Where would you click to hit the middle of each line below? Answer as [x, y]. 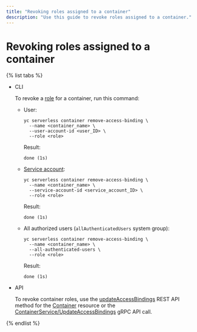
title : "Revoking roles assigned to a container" [69, 12]
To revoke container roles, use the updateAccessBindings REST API [97, 299]
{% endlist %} [23, 323]
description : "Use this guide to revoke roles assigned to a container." [99, 17]
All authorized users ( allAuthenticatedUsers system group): [96, 228]
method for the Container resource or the [65, 305]
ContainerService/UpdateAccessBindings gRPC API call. [83, 312]
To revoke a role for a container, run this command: [77, 98]
